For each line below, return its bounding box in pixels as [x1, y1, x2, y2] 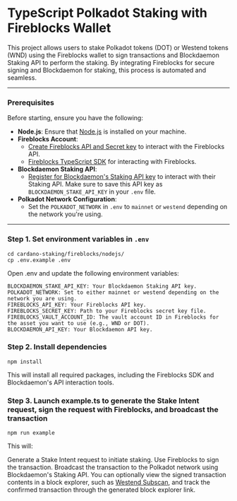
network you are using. [7, 295, 78, 302]
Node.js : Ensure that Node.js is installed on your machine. [17, 127, 187, 136]
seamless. [7, 73, 37, 82]
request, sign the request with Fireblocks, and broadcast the [7, 404, 219, 414]
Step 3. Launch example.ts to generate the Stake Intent [7, 396, 200, 406]
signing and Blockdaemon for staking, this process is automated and [7, 66, 207, 74]
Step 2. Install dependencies [7, 342, 107, 352]
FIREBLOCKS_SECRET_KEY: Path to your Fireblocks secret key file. [7, 307, 207, 314]
